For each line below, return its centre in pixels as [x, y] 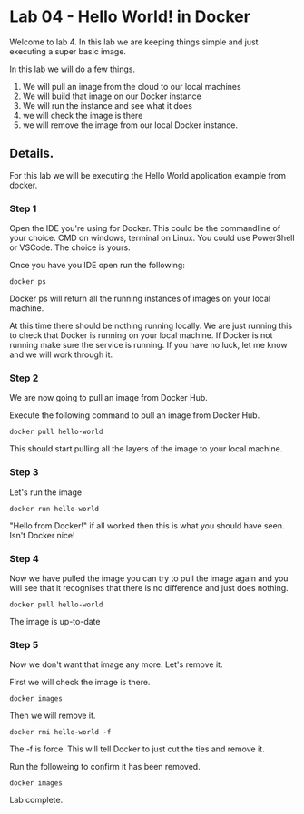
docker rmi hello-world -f [60, 732]
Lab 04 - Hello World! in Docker [130, 17]
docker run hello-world [54, 509]
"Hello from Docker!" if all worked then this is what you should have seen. [147, 525]
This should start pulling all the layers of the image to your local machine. [146, 449]
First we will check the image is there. [80, 683]
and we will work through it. [61, 354]
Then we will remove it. [53, 716]
